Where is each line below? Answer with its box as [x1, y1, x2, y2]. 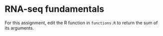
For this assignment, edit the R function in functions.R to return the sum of [4, 20, 158, 26]
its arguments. [4, 25, 34, 31]
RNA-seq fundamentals [4, 3, 104, 15]
